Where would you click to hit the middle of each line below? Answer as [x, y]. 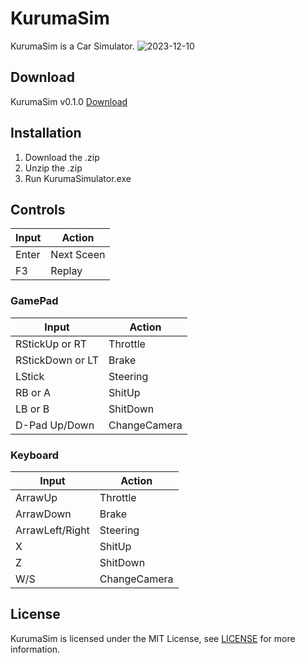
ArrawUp [36, 497]
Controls [38, 209]
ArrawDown [43, 514]
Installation [46, 133]
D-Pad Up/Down [55, 425]
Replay [66, 271]
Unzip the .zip [53, 168]
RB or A [33, 392]
